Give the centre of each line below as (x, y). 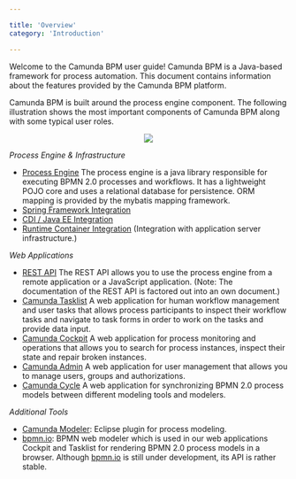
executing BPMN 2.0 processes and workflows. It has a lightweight (144, 182)
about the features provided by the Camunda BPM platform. (118, 85)
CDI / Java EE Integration (67, 219)
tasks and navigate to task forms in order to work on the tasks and (142, 319)
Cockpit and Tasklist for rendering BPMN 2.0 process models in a (141, 447)
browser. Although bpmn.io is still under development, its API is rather (149, 457)
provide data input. (56, 328)
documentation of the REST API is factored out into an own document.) (151, 291)
